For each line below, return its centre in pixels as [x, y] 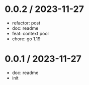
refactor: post [26, 23]
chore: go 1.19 [26, 39]
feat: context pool [30, 33]
